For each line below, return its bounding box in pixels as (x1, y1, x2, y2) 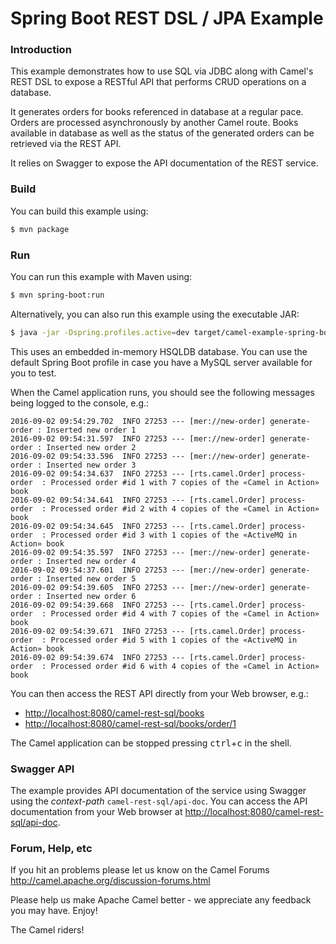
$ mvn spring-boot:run (10, 290, 105, 300)
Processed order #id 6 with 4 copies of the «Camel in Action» (50, 661, 320, 671)
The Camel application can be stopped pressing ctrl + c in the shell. (10, 737, 292, 749)
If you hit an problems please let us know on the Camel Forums (10, 864, 270, 876)
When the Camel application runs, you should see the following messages (10, 386, 315, 398)
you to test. (10, 367, 57, 379)
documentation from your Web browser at (10, 806, 183, 817)
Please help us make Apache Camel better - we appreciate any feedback (10, 894, 312, 906)
